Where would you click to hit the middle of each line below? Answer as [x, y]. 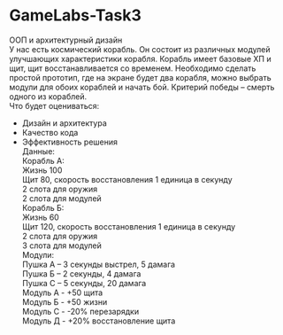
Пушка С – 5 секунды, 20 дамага [84, 283]
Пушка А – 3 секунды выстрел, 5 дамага [98, 264]
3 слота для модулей [61, 245]
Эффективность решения [69, 142]
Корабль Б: [43, 207]
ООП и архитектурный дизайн [66, 40]
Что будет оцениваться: [54, 105]
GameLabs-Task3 [75, 16]
